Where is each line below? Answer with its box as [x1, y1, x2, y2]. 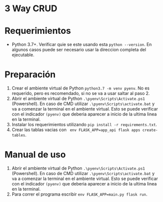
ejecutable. [11, 52, 35, 58]
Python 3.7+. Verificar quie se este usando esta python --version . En [11, 42, 152, 47]
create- [142, 128, 158, 133]
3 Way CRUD [4, 3, 57, 14]
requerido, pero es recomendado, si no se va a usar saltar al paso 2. [11, 90, 150, 96]
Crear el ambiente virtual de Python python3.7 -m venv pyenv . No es [11, 85, 150, 91]
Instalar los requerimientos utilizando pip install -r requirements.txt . [11, 122, 158, 128]
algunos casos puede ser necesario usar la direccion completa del [11, 47, 146, 53]
